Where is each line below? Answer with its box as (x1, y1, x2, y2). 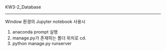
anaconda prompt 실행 (12, 29, 58, 34)
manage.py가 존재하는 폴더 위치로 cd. (12, 35, 86, 41)
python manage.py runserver (12, 41, 72, 46)
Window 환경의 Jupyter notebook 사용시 (5, 19, 85, 24)
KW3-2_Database (5, 4, 41, 10)
